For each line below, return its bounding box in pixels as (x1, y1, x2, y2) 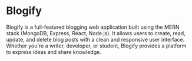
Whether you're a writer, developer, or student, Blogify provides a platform (6, 42, 187, 49)
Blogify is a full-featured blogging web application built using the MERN (6, 23, 180, 30)
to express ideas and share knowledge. (6, 48, 101, 55)
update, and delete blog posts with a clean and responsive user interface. (6, 36, 185, 43)
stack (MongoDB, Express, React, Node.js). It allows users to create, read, (6, 29, 186, 36)
